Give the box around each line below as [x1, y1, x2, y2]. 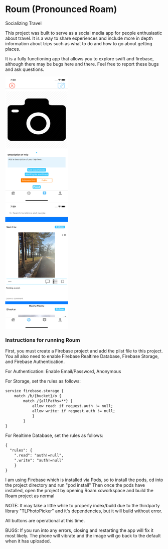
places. [5, 46, 21, 52]
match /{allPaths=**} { [23, 399, 73, 404]
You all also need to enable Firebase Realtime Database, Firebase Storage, [5, 353, 159, 359]
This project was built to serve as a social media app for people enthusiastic [5, 30, 162, 36]
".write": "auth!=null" [14, 458, 64, 463]
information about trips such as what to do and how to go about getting [5, 40, 152, 46]
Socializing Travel [5, 20, 42, 26]
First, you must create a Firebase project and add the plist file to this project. [5, 348, 163, 354]
